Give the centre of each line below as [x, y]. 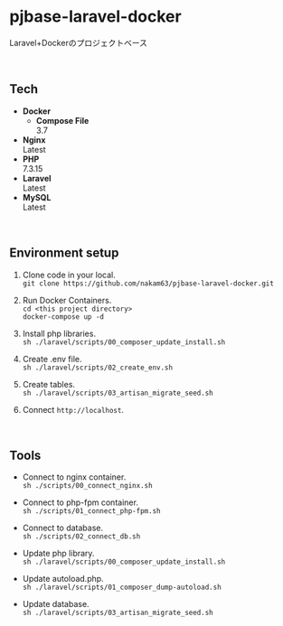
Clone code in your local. [69, 275]
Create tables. [48, 384]
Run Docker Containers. [67, 300]
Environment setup [64, 253]
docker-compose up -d [63, 317]
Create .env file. [52, 359]
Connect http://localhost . [73, 409]
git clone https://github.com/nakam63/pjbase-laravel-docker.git [148, 283]
